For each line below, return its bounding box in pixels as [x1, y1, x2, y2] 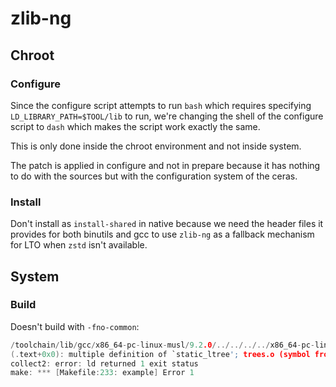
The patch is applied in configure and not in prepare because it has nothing [10, 159, 321, 171]
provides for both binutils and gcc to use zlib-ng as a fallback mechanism [10, 228, 315, 241]
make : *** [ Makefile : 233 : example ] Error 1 [10, 368, 195, 378]
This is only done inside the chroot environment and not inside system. [10, 140, 302, 152]
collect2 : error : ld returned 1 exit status [10, 358, 199, 369]
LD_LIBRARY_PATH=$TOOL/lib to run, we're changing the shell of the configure [10, 110, 324, 122]
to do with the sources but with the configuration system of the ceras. [10, 170, 298, 182]
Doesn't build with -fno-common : [10, 320, 140, 332]
